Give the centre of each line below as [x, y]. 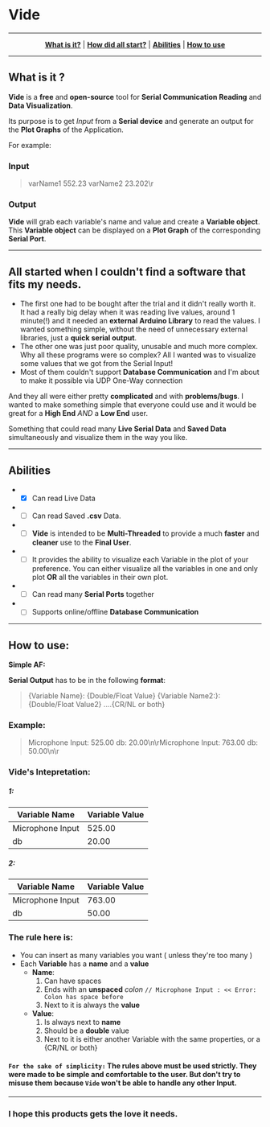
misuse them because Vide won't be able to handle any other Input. [123, 1083]
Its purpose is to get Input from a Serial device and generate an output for [131, 121]
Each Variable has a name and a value [84, 964]
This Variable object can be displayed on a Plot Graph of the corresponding [135, 230]
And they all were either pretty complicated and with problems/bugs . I [126, 397]
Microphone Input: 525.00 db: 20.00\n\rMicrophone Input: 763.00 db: [143, 742]
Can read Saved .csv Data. [77, 516]
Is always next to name [82, 1022]
